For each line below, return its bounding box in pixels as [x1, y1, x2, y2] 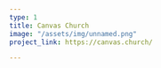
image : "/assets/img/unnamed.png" [9, 29, 138, 38]
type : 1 [9, 12, 38, 22]
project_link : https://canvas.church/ [9, 37, 153, 47]
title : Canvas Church [9, 21, 90, 30]
